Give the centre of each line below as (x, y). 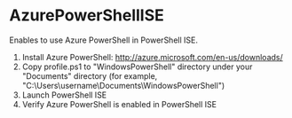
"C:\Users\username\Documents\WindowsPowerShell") (123, 85)
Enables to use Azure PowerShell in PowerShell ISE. (103, 40)
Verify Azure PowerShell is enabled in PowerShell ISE (119, 104)
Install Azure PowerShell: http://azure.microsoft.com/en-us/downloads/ (153, 57)
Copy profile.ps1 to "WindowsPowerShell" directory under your (137, 67)
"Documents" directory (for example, (90, 75)
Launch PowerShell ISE (64, 95)
